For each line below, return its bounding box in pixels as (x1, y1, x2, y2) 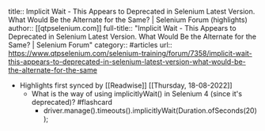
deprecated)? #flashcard (31, 98, 113, 107)
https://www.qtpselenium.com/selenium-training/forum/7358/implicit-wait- (8, 49, 253, 58)
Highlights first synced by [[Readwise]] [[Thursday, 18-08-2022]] (19, 80, 233, 90)
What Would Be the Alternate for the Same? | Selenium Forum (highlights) (8, 15, 248, 24)
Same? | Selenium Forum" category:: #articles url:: (8, 40, 172, 50)
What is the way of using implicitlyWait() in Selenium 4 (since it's (31, 89, 243, 98)
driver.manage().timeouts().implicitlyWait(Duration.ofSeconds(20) (43, 106, 257, 115)
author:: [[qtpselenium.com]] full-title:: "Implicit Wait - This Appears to (8, 24, 237, 32)
